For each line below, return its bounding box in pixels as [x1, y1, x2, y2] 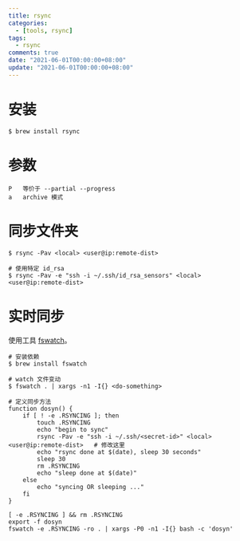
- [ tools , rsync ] [15, 26, 73, 34]
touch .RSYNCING [37, 418, 91, 427]
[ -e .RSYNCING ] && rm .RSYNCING [8, 511, 124, 519]
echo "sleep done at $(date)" [37, 468, 137, 477]
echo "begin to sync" [37, 425, 109, 433]
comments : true [8, 49, 59, 57]
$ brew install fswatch [8, 360, 88, 368]
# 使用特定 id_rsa [8, 264, 65, 272]
